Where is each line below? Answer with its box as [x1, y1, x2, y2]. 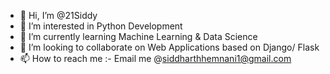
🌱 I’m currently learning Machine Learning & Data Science [19, 31, 258, 42]
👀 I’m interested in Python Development [19, 20, 183, 32]
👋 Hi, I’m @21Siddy [19, 10, 98, 21]
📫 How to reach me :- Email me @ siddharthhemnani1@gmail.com [19, 53, 292, 64]
